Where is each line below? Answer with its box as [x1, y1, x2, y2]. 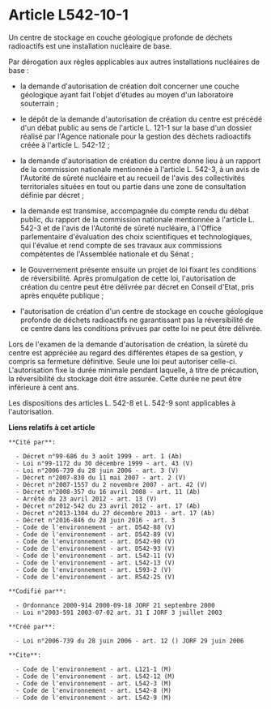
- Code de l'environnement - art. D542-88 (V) [15, 523, 176, 531]
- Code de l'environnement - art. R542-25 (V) [15, 573, 176, 581]
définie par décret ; [19, 190, 85, 200]
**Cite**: [8, 651, 42, 659]
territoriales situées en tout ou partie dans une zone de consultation [19, 181, 247, 191]
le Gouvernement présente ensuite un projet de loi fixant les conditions [19, 264, 257, 274]
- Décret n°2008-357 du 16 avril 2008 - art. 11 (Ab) [15, 488, 201, 496]
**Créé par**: [8, 622, 57, 630]
